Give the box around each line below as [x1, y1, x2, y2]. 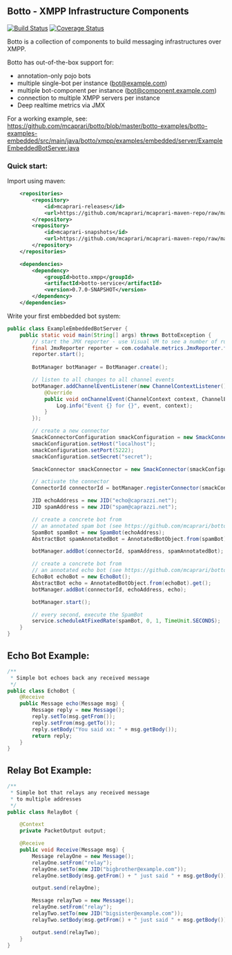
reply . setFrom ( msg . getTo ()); [32, 720, 116, 726]
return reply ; [32, 732, 72, 740]
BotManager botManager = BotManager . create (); [32, 364, 168, 371]
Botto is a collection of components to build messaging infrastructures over [7, 37, 222, 46]
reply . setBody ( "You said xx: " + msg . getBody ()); [32, 726, 177, 733]
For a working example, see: [7, 114, 88, 123]
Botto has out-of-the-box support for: [7, 58, 114, 66]
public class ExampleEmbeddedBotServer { [7, 325, 128, 332]
